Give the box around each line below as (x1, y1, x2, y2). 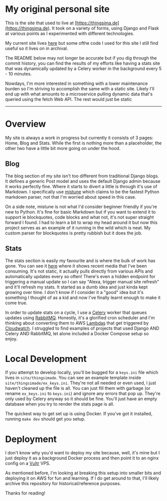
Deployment (5, 433, 57, 445)
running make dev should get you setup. (5, 416, 86, 422)
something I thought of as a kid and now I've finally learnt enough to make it (5, 294, 161, 300)
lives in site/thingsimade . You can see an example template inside (5, 375, 142, 381)
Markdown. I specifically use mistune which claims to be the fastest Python (5, 189, 160, 195)
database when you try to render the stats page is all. (5, 401, 114, 407)
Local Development (5, 353, 87, 364)
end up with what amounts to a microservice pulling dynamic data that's (5, 91, 153, 97)
